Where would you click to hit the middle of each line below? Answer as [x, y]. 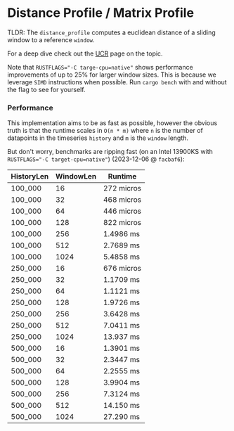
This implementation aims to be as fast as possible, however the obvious [112, 123]
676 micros [122, 269]
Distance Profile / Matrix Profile [101, 13]
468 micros [122, 200]
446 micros [122, 211]
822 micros [122, 223]
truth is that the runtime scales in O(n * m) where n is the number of [105, 131]
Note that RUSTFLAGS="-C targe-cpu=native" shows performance [100, 67]
